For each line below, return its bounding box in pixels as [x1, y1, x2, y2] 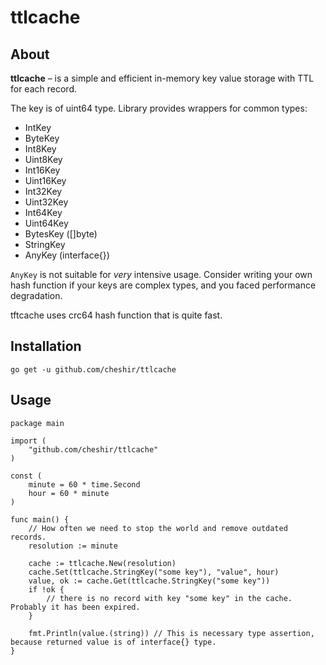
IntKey [24, 122, 52, 133]
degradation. [10, 290, 63, 301]
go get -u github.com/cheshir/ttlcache [10, 364, 177, 375]
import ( [10, 436, 47, 446]
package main [10, 418, 65, 428]
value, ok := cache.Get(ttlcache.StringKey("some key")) [28, 576, 271, 586]
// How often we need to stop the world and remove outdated [28, 523, 288, 533]
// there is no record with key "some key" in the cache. [46, 593, 293, 603]
